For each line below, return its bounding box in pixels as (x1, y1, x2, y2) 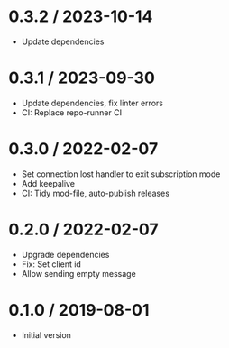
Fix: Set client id (21, 259, 82, 270)
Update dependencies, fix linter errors (21, 97, 164, 108)
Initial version (21, 329, 71, 340)
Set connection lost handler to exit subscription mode (21, 169, 221, 179)
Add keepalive (21, 178, 76, 188)
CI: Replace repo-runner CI (21, 106, 123, 118)
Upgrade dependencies (21, 249, 110, 260)
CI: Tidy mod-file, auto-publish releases (21, 188, 170, 198)
